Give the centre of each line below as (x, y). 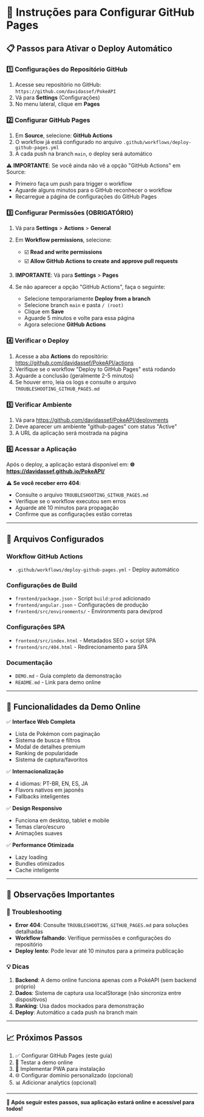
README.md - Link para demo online (58, 682)
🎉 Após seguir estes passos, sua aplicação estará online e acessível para (100, 1102)
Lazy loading (31, 857)
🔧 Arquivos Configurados (55, 539)
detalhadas (29, 932)
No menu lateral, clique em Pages (57, 104)
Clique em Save (44, 311)
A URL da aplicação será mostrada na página (72, 433)
